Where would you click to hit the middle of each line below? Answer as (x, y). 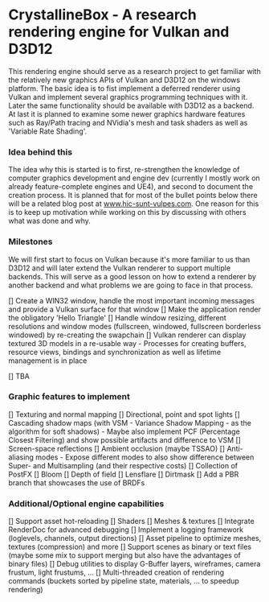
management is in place (48, 361)
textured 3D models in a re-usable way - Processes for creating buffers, (127, 343)
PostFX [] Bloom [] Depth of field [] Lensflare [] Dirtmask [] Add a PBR (124, 474)
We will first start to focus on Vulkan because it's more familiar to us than (129, 259)
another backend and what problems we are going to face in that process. (131, 285)
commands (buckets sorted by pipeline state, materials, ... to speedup (124, 581)
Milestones (31, 241)
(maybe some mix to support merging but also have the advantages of (124, 555)
